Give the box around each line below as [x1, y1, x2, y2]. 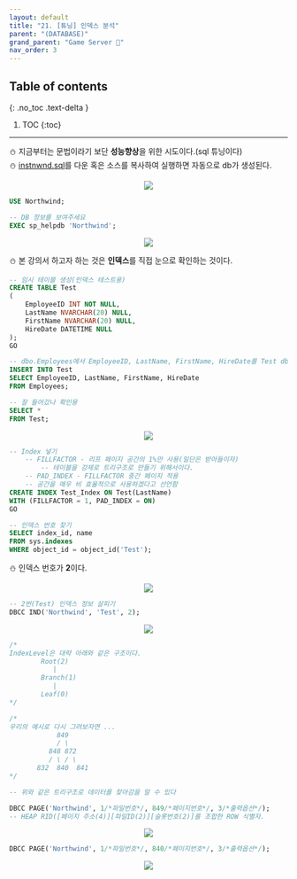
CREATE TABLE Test [9, 284, 77, 292]
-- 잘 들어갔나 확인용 [9, 398, 78, 407]
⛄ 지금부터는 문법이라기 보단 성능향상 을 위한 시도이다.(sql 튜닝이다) [9, 145, 243, 156]
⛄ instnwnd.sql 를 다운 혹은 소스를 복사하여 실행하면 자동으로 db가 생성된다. [9, 159, 272, 170]
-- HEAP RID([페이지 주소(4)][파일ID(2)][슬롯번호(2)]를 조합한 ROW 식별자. [9, 812, 265, 821]
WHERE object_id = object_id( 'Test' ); [9, 546, 152, 555]
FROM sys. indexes [9, 537, 73, 546]
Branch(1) [41, 673, 77, 682]
